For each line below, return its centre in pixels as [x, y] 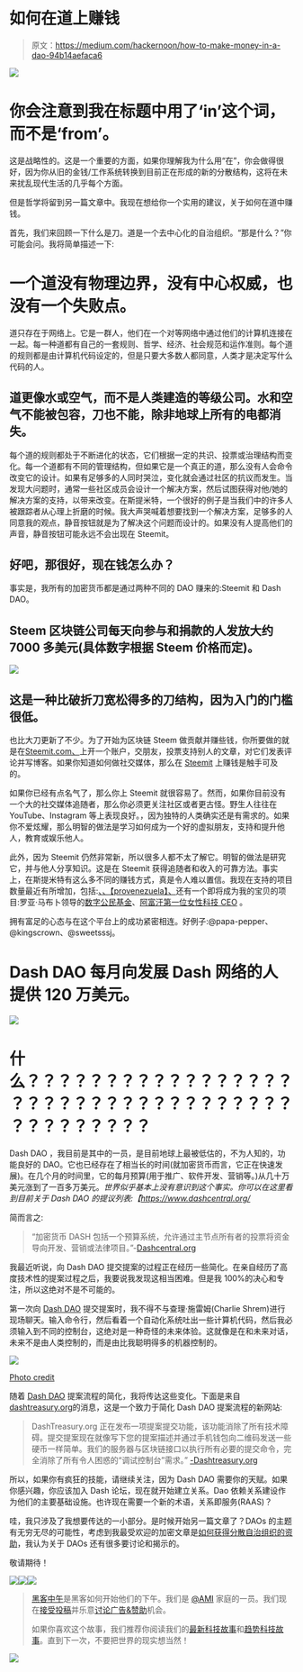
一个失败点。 [89, 306]
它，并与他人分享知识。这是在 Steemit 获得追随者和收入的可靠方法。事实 [144, 868]
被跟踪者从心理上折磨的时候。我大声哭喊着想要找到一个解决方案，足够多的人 [151, 511]
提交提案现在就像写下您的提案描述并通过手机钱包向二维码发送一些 [169, 1437]
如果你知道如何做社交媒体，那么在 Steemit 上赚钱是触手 [159, 763]
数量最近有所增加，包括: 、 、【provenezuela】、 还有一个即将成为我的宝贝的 [144, 891]
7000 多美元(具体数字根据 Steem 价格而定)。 [134, 647]
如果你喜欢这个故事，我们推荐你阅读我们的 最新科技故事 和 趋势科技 [153, 1629]
